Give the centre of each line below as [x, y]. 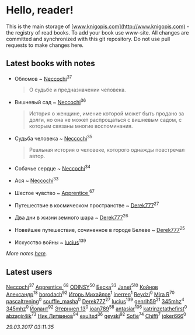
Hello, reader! [40, 10]
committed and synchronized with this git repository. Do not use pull [88, 39]
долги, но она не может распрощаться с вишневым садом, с [105, 120]
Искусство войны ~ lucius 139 [50, 242]
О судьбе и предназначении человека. [78, 90]
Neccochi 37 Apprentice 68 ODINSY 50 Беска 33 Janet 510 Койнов [82, 286]
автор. [37, 156]
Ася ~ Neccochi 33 [36, 180]
